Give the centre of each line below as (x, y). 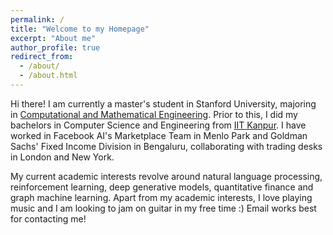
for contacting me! (48, 218)
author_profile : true (55, 47)
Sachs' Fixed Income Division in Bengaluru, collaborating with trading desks (166, 146)
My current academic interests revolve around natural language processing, (166, 176)
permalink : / (37, 19)
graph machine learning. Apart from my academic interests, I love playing (161, 197)
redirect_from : (42, 57)
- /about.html (48, 76)
